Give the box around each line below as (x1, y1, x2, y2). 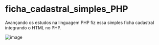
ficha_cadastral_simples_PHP (5, 3, 128, 15)
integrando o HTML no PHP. (5, 24, 62, 30)
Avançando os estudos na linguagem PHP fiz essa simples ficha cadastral (5, 20, 154, 25)
